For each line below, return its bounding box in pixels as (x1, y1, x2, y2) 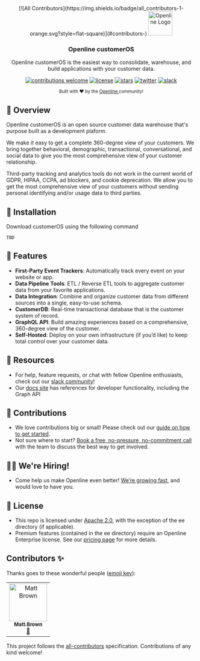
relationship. (6, 158, 37, 166)
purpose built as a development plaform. (6, 127, 107, 135)
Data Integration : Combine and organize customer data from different (14, 292, 189, 300)
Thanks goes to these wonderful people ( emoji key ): (6, 569, 136, 576)
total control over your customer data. (14, 337, 110, 345)
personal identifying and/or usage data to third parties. (6, 189, 142, 197)
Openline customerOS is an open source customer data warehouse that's (6, 121, 189, 128)
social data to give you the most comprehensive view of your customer (6, 152, 183, 160)
